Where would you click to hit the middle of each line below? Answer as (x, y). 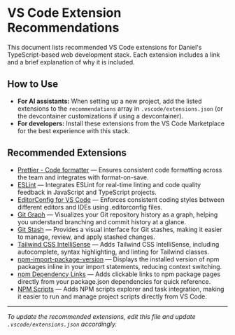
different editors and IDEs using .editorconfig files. (90, 207)
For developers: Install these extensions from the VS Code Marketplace (121, 123)
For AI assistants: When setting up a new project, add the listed (109, 101)
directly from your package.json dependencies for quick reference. (114, 281)
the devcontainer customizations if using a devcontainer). (100, 116)
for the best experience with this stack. (74, 130)
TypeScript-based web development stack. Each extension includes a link (114, 55)
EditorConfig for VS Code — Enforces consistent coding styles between (121, 199)
